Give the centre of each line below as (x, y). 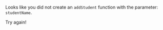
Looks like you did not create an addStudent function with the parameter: (82, 7)
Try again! (16, 22)
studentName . (19, 12)
